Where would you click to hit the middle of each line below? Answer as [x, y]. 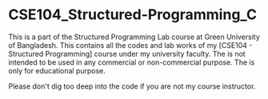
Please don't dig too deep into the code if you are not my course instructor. [132, 86]
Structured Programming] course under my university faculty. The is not [127, 53]
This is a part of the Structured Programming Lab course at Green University [134, 37]
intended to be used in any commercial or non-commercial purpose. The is [132, 62]
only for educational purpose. [57, 70]
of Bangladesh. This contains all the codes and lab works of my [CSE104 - [130, 45]
